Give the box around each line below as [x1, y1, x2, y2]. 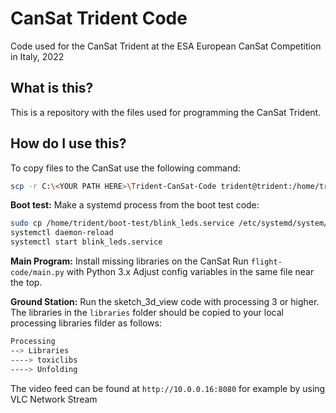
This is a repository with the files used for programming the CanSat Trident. [10, 106, 322, 118]
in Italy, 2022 [10, 50, 65, 62]
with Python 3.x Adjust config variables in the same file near [66, 266, 315, 278]
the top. [10, 277, 43, 289]
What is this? [10, 80, 94, 97]
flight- [250, 257, 283, 267]
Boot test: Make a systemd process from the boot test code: [10, 199, 260, 211]
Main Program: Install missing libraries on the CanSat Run [10, 255, 249, 267]
